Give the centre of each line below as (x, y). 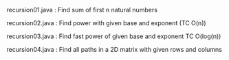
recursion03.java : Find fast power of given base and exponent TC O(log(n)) (114, 36)
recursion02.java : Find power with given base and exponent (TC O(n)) (107, 23)
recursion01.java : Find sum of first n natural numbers (82, 10)
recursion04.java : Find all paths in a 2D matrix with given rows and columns (115, 49)
